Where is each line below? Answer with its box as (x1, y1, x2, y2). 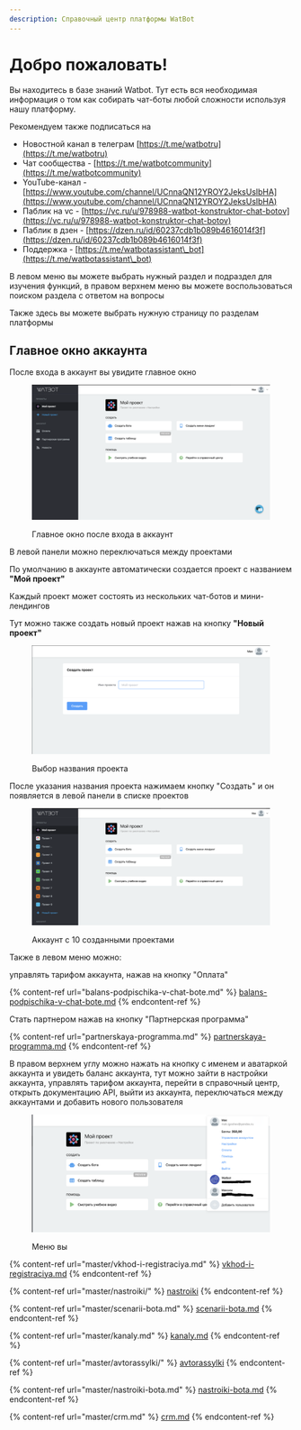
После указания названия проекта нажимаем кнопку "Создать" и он (9, 780, 274, 791)
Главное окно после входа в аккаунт (31, 528, 173, 540)
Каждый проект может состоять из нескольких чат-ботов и (9, 590, 239, 601)
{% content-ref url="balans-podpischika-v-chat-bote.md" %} (9, 987, 237, 997)
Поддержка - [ (22, 243, 79, 254)
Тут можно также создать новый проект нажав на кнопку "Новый (9, 617, 265, 628)
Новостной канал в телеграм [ (22, 138, 140, 149)
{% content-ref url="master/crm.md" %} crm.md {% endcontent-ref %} (9, 1411, 275, 1422)
